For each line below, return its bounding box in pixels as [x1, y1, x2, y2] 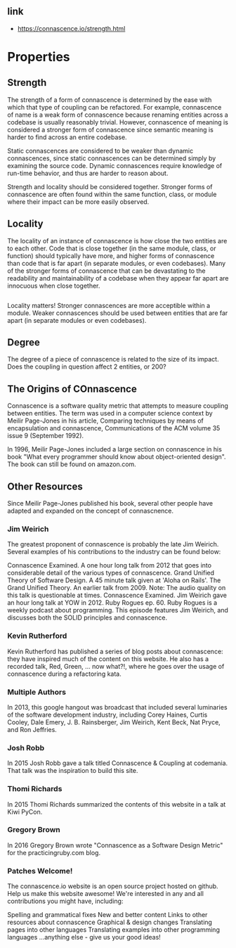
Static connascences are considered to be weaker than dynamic [7, 146, 194, 155]
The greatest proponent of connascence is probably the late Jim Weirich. [7, 540, 219, 549]
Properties [7, 49, 70, 65]
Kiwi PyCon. [7, 807, 43, 816]
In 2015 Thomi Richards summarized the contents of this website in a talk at [7, 800, 226, 808]
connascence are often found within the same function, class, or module [7, 190, 217, 198]
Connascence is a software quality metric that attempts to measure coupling [7, 402, 228, 410]
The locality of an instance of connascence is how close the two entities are [7, 236, 228, 245]
